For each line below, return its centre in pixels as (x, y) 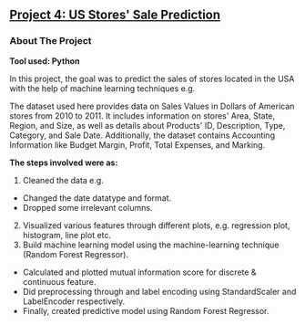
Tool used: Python (45, 61)
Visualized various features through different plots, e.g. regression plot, (156, 225)
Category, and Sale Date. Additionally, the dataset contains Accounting (142, 135)
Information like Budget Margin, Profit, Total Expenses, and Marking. (137, 144)
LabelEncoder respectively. (74, 301)
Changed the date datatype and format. (97, 198)
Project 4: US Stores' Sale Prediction (115, 15)
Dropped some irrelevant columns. (87, 207)
